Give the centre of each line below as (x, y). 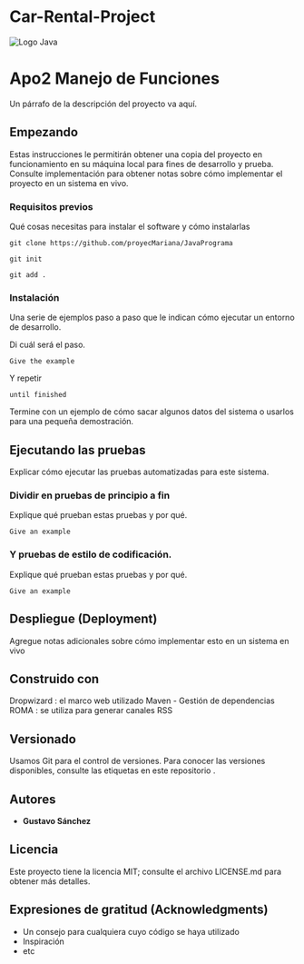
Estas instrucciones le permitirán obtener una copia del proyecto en (136, 154)
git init (26, 259)
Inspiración (44, 941)
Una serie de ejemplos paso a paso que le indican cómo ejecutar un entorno (152, 318)
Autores (33, 799)
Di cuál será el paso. (48, 345)
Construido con (54, 679)
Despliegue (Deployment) (83, 619)
